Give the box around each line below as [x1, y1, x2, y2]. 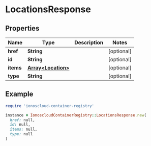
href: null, [10, 117, 36, 123]
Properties [5, 24, 40, 33]
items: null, [10, 127, 38, 132]
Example [5, 90, 34, 99]
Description [74, 39, 103, 46]
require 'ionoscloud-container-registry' [5, 103, 95, 108]
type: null [10, 132, 33, 137]
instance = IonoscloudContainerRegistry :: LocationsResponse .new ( [5, 112, 146, 118]
